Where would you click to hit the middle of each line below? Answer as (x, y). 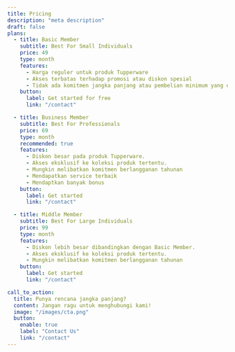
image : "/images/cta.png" (51, 312)
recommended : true (47, 143)
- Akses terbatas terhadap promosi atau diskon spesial (109, 79)
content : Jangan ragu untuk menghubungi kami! (83, 305)
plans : (17, 33)
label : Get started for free (68, 99)
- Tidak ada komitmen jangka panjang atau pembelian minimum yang (124, 85)
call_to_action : (31, 292)
